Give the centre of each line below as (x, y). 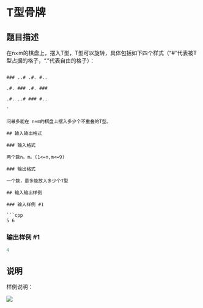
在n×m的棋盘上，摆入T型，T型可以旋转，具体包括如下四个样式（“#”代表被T (102, 53)
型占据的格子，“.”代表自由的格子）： (51, 61)
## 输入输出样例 (24, 193)
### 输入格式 (21, 145)
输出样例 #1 (23, 237)
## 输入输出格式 (24, 133)
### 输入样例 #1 (25, 205)
